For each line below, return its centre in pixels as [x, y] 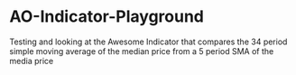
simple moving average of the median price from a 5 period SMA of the [142, 51]
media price [32, 61]
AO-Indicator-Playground [107, 17]
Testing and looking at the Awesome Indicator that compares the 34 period [148, 42]
